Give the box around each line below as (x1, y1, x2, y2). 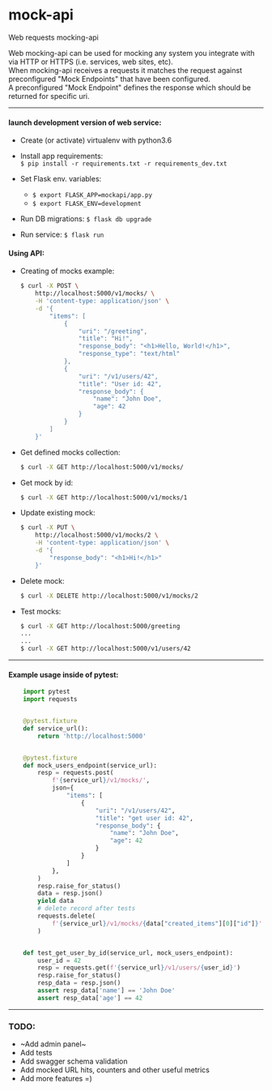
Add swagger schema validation (19, 1056, 128, 1067)
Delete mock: (19, 575, 65, 585)
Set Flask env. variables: (19, 174, 102, 184)
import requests (23, 695, 79, 704)
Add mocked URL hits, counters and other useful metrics (19, 1065, 210, 1075)
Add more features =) (19, 1074, 93, 1084)
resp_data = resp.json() (37, 979, 121, 987)
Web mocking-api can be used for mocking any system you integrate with (8, 48, 255, 58)
